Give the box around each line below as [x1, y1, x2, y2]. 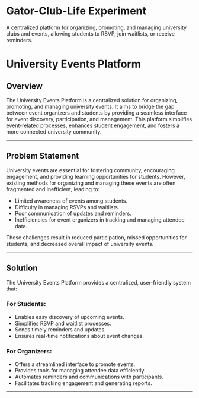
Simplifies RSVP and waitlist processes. [14, 320, 111, 327]
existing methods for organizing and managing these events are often [6, 179, 176, 187]
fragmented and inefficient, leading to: [6, 185, 99, 192]
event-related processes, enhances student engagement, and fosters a [6, 122, 179, 129]
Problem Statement [6, 151, 79, 161]
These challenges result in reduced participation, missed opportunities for [6, 233, 187, 241]
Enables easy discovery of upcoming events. [14, 313, 124, 320]
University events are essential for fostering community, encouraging [6, 166, 175, 173]
